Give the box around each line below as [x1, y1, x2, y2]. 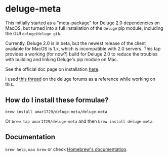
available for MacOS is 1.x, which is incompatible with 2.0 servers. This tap [5, 45, 161, 51]
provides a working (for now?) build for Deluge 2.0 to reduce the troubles [5, 51, 158, 57]
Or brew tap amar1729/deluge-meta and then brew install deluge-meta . [5, 118, 154, 124]
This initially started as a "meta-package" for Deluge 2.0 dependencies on [5, 20, 160, 26]
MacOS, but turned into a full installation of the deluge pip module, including [5, 25, 163, 31]
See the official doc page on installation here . [5, 66, 100, 72]
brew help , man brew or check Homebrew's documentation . [5, 146, 128, 152]
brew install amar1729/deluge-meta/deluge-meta [5, 109, 108, 114]
